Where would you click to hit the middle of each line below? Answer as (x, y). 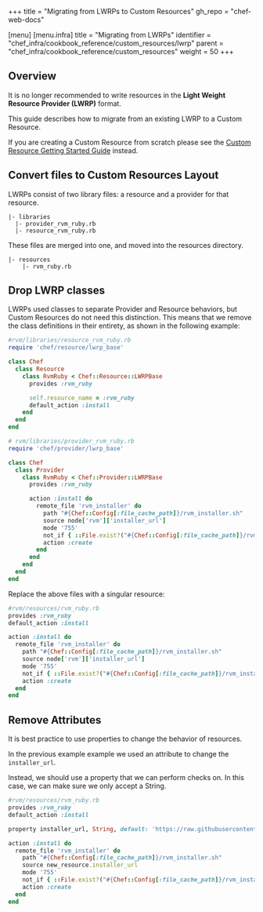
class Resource (40, 369)
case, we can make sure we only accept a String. (87, 786)
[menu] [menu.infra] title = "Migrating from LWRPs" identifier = (110, 35)
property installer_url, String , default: (78, 829)
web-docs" (26, 20)
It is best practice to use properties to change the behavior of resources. (125, 739)
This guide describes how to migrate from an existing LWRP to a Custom (125, 119)
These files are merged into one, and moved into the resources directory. (126, 245)
